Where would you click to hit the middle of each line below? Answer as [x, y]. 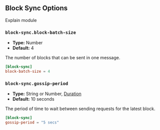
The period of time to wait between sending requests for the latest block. [80, 109]
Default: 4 [23, 48]
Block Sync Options [36, 8]
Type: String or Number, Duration [47, 94]
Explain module [21, 20]
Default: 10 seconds [33, 99]
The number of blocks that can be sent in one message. [63, 58]
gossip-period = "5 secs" [32, 123]
